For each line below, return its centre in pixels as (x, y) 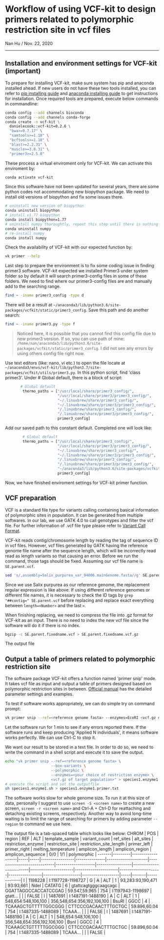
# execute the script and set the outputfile (52, 784)
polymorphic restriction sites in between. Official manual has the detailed (79, 689)
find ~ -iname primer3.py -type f (40, 324)
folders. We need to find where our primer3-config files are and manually (79, 281)
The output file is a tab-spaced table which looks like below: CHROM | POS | (82, 834)
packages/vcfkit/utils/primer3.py (40, 373)
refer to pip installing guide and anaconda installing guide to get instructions (82, 93)
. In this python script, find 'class (108, 372)
